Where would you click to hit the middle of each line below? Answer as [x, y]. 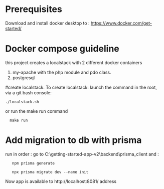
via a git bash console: [28, 92]
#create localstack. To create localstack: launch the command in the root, [81, 87]
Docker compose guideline [62, 49]
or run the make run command [37, 111]
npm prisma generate [33, 163]
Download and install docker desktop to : [47, 23]
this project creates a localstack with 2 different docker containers [74, 62]
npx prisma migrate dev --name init [50, 172]
